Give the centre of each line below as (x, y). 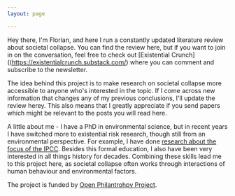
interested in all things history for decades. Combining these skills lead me (114, 156)
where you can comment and (172, 62)
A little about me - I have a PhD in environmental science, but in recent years (117, 126)
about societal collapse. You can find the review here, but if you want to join (116, 47)
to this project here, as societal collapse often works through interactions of (116, 163)
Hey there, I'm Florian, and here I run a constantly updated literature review (115, 40)
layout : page (26, 14)
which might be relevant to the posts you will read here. (87, 113)
